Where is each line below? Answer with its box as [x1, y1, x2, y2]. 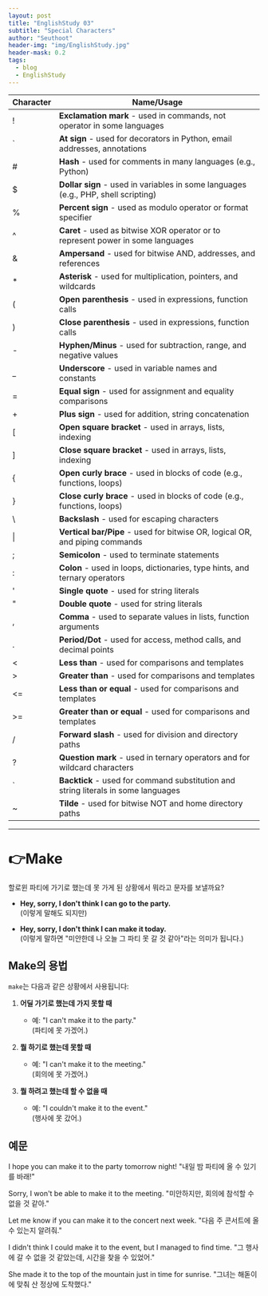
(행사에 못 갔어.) [31, 1113, 82, 1123]
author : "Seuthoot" [8, 34, 73, 42]
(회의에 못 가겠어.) [31, 1069, 89, 1079]
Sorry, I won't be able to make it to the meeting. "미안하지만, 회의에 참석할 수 [8, 1189, 254, 1199]
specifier [58, 212, 93, 223]
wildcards [58, 280, 96, 291]
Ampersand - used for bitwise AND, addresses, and [58, 248, 256, 259]
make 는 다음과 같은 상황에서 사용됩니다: [8, 981, 129, 991]
